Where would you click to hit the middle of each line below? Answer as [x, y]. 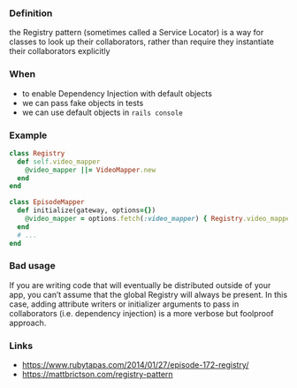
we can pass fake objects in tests [83, 103]
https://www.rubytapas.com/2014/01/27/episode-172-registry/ [135, 365]
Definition [31, 13]
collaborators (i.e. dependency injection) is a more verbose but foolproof [141, 313]
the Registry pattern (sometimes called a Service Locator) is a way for [137, 33]
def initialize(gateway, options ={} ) [87, 210]
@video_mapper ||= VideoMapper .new [91, 170]
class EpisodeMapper [47, 202]
